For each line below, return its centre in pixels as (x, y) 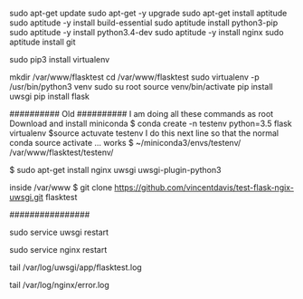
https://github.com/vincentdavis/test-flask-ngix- (204, 188)
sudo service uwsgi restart (59, 232)
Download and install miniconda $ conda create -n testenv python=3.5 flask (151, 123)
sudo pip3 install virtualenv (60, 59)
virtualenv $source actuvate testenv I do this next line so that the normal (144, 133)
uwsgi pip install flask (50, 96)
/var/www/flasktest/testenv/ (62, 152)
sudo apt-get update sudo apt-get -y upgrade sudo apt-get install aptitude (148, 13)
